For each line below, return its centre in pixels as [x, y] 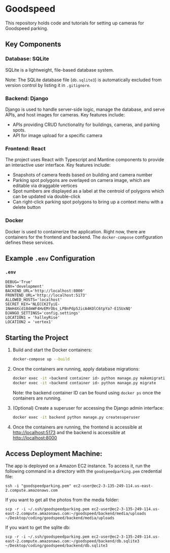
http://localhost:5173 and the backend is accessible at [69, 432]
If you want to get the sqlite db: [38, 528]
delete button [27, 207]
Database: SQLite [27, 59]
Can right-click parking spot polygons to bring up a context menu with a [88, 202]
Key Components [33, 44]
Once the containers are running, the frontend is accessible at [77, 427]
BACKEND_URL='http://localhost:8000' [45, 291]
